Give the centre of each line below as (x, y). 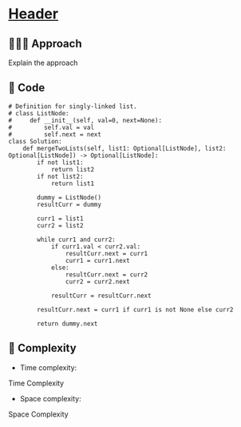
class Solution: (35, 141)
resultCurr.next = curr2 (107, 274)
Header (33, 14)
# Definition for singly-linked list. (73, 106)
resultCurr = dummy (69, 204)
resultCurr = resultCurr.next (101, 296)
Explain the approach (43, 62)
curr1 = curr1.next (97, 260)
